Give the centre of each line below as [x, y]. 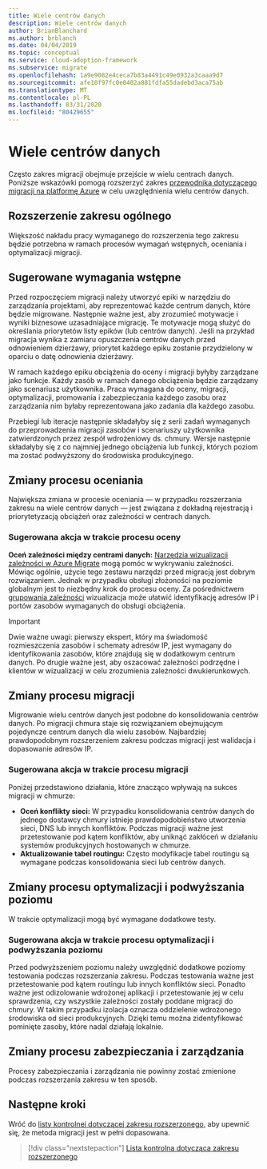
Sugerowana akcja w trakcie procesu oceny [95, 537]
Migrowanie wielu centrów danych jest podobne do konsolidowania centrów [133, 715]
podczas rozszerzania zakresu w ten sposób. [83, 1079]
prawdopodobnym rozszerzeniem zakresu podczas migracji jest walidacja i [132, 740]
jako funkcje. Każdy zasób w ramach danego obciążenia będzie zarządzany [133, 380]
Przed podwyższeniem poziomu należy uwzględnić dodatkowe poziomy [127, 967]
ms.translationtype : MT [48, 90]
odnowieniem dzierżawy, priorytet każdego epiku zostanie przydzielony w [131, 348]
